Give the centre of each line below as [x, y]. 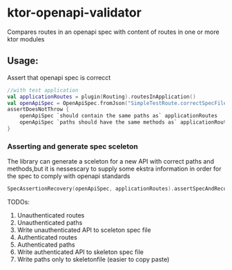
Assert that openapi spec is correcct [59, 77]
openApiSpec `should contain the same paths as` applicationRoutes [118, 116]
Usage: [23, 61]
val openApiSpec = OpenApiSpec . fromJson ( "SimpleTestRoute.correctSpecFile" [118, 103]
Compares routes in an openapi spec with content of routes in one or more [113, 32]
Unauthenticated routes [51, 215]
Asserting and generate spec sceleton [72, 146]
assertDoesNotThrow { [38, 109]
